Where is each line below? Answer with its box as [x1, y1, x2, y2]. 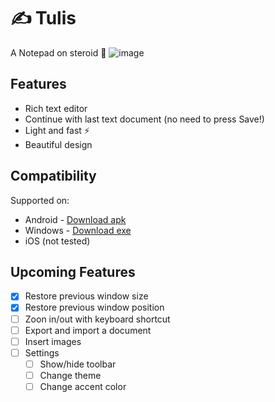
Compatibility [10, 168, 97, 185]
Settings [24, 346, 60, 359]
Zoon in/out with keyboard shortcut [24, 313, 171, 325]
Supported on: [10, 194, 70, 206]
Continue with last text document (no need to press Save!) [24, 113, 265, 125]
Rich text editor [24, 102, 88, 114]
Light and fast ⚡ [24, 124, 90, 136]
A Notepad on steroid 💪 [10, 46, 107, 59]
